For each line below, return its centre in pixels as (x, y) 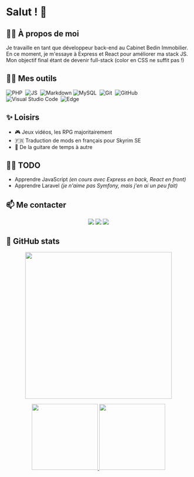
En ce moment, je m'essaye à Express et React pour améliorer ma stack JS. (97, 54)
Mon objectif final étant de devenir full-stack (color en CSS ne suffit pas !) (95, 60)
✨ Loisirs (23, 118)
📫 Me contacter (36, 205)
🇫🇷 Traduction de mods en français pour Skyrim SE (78, 140)
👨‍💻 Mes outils (32, 79)
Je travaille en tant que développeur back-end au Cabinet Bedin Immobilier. (97, 48)
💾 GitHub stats (33, 241)
